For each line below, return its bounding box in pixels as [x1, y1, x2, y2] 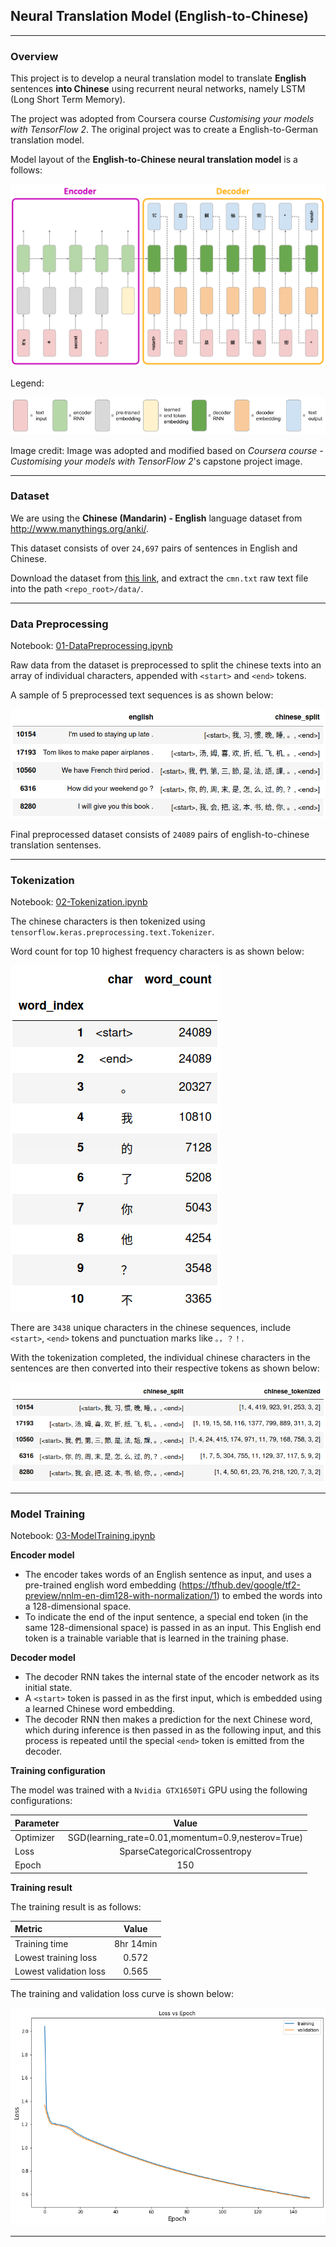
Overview [10, 49, 59, 63]
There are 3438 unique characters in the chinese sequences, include [10, 1322, 292, 1334]
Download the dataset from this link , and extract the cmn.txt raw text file [10, 572, 309, 584]
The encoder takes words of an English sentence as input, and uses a [24, 1569, 312, 1581]
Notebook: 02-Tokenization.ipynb [10, 896, 148, 908]
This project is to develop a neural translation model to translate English [10, 72, 307, 84]
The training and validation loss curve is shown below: [10, 1987, 234, 1999]
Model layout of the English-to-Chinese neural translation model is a [10, 154, 298, 166]
